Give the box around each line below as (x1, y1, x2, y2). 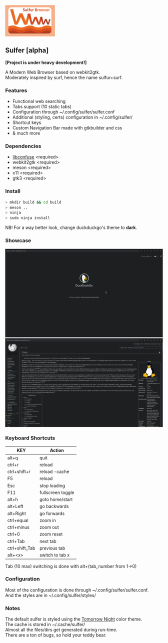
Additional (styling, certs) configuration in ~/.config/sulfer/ (12, 114, 133, 120)
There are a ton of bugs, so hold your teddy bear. (5, 632, 106, 638)
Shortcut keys (12, 119, 41, 125)
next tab (39, 538, 56, 544)
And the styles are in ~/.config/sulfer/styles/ (5, 592, 96, 598)
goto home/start (39, 496, 73, 502)
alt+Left (7, 503, 23, 509)
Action (49, 447, 64, 453)
